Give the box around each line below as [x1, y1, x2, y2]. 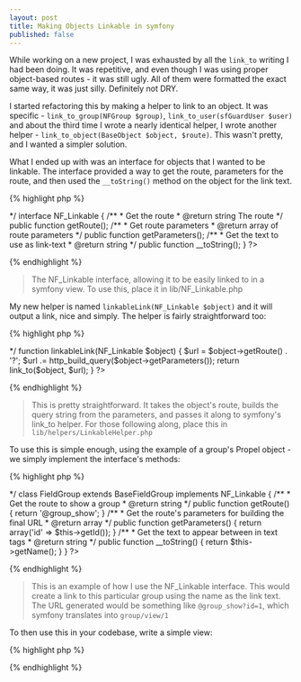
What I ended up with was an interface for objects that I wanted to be [9, 157, 266, 168]
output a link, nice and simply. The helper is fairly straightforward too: [9, 311, 267, 322]
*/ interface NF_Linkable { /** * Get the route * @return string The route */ [9, 211, 283, 222]
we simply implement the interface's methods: [9, 454, 181, 465]
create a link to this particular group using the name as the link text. [31, 591, 281, 602]
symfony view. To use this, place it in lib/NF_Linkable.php [31, 284, 243, 295]
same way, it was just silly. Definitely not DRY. [9, 83, 179, 95]
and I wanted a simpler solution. [9, 139, 128, 150]
